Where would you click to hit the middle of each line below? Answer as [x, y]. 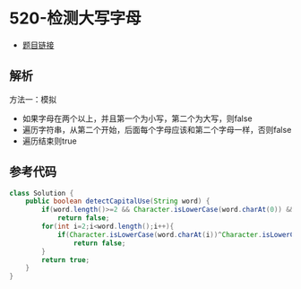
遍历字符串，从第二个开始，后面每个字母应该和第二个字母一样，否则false [157, 129]
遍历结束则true [50, 141]
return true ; [66, 260]
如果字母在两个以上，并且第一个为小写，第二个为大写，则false [137, 118]
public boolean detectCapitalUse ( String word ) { [118, 201]
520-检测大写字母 [75, 18]
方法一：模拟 [33, 99]
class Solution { [42, 193]
